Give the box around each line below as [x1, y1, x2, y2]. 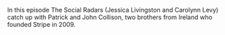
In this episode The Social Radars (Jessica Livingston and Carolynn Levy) [7, 6, 219, 14]
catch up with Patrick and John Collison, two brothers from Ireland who [7, 13, 213, 21]
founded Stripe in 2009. [7, 21, 76, 28]
